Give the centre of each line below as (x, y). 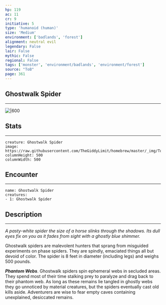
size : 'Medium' (21, 33)
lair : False (17, 51)
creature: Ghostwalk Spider (34, 142)
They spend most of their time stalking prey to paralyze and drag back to (79, 276)
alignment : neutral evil (31, 42)
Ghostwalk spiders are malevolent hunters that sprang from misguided (77, 246)
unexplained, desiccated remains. (40, 298)
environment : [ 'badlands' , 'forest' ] (44, 38)
